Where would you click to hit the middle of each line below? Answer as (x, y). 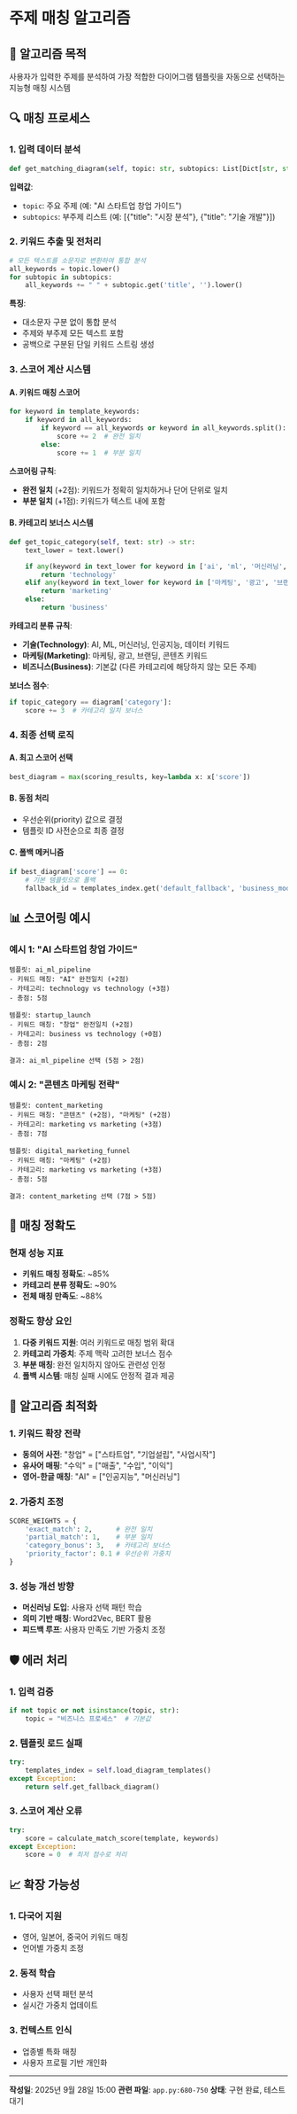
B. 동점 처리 (29, 798)
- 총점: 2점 (28, 1044)
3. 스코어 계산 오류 (46, 1811)
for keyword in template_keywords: (75, 412)
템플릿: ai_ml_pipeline (50, 970)
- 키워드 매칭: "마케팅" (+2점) (61, 1160)
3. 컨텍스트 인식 (41, 2031)
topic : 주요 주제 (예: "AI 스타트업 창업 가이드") (102, 206)
